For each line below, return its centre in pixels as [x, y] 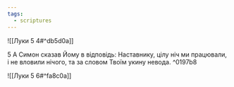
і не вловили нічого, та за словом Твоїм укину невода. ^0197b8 [102, 62]
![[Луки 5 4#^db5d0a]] [41, 40]
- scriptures [33, 21]
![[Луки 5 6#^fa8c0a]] [39, 76]
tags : [15, 14]
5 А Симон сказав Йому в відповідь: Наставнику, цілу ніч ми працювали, [117, 54]
